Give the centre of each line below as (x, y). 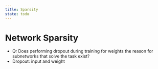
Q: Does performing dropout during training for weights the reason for (82, 51)
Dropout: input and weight (38, 61)
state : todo (17, 14)
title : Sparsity (22, 9)
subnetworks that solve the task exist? (51, 56)
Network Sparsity (42, 38)
